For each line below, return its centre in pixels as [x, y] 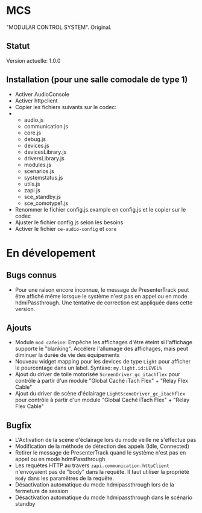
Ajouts [19, 328]
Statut [18, 46]
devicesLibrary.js [45, 152]
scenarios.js [39, 171]
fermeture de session [41, 491]
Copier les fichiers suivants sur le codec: [65, 107]
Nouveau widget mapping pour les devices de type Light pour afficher [103, 362]
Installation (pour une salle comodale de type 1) [97, 80]
